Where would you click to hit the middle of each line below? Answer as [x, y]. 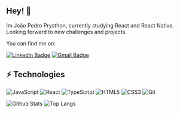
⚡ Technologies [36, 74]
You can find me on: [31, 43]
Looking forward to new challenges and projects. [66, 32]
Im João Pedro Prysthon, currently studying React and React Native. [90, 25]
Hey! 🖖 [19, 11]
